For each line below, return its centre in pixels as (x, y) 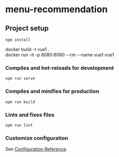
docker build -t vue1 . (27, 49)
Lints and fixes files (30, 115)
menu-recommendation (56, 9)
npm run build (20, 102)
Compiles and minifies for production (52, 91)
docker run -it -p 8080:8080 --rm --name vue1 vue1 (60, 55)
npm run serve (20, 78)
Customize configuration (37, 138)
